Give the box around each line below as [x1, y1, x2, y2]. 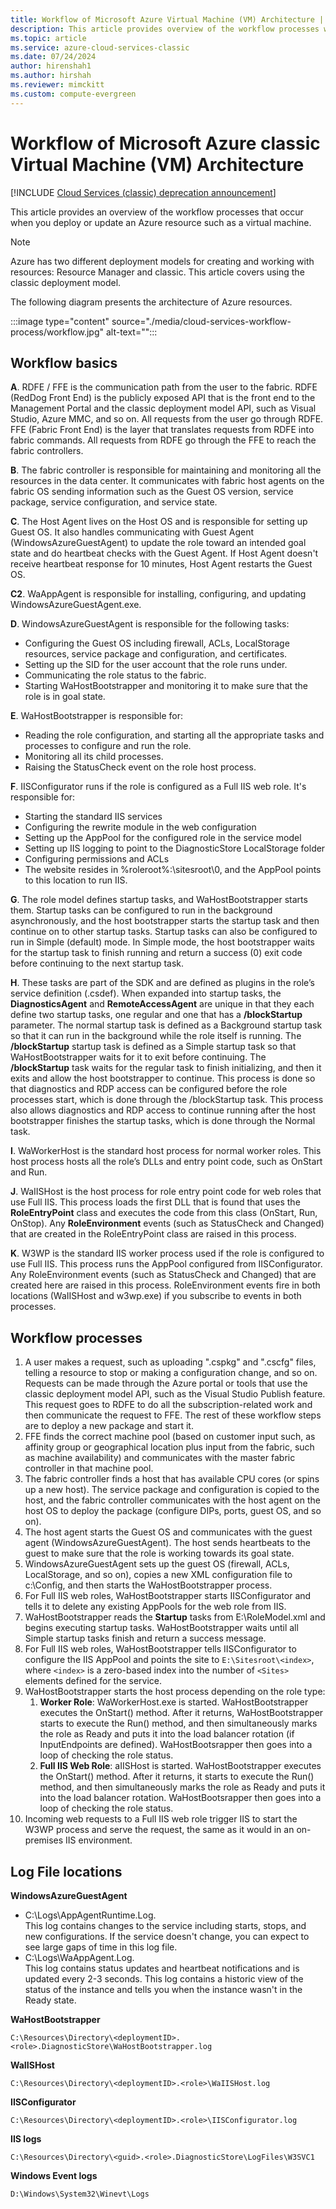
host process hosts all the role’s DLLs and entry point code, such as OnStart [10, 1156, 323, 1168]
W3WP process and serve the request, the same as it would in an [24, 1824, 295, 1836]
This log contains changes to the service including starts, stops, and [24, 1920, 307, 1931]
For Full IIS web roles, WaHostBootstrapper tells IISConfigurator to [24, 1643, 297, 1655]
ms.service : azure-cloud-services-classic [10, 42, 190, 53]
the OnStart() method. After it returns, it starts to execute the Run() [39, 1771, 315, 1783]
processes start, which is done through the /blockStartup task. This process [10, 1094, 324, 1106]
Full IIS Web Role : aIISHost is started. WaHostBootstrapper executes [39, 1760, 322, 1772]
